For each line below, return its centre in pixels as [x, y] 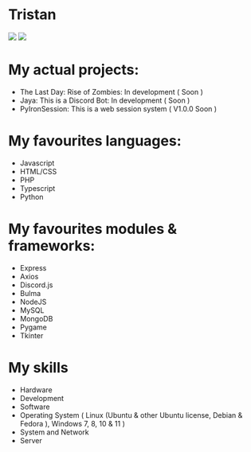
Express [33, 267]
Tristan [32, 15]
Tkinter [31, 335]
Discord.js [36, 285]
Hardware [36, 390]
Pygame [33, 327]
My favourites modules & [93, 229]
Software [35, 407]
